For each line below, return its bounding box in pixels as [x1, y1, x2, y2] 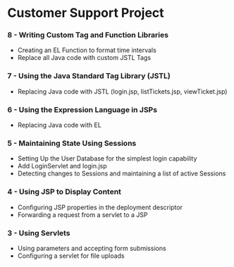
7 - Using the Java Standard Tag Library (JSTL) [7, 71, 171, 81]
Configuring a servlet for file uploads [17, 252, 125, 260]
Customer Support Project [7, 5, 164, 21]
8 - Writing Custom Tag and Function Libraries [7, 30, 169, 40]
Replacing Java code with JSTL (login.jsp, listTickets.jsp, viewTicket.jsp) [17, 87, 228, 96]
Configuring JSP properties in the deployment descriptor [17, 203, 183, 211]
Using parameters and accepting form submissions [17, 244, 167, 252]
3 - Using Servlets [7, 228, 70, 237]
